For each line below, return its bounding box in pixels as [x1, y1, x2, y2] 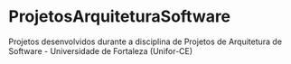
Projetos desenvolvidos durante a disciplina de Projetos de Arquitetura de [8, 36, 282, 47]
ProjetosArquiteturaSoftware [8, 6, 231, 27]
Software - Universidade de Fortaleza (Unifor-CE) [8, 45, 193, 56]
